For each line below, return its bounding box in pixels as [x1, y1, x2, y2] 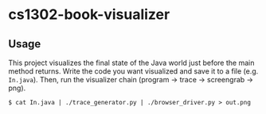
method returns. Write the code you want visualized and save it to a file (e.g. [8, 66, 259, 76]
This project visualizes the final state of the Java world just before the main [8, 58, 255, 67]
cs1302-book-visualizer [8, 6, 170, 24]
